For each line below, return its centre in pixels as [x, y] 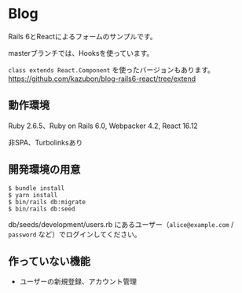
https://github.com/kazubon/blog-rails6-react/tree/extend [102, 79]
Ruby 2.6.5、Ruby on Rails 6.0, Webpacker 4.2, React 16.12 [103, 126]
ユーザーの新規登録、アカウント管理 [78, 282]
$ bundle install [37, 188]
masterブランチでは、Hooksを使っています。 [81, 53]
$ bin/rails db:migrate [47, 202]
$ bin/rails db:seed [42, 209]
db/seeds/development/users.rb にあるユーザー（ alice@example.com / [121, 224]
